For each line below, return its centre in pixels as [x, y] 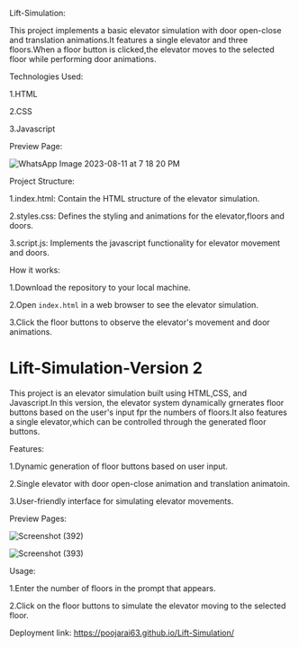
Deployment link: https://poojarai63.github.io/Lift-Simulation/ [122, 633]
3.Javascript [32, 129]
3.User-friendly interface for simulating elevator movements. [122, 501]
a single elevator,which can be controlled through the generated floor [138, 421]
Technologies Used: [46, 76]
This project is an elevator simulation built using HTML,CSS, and [128, 393]
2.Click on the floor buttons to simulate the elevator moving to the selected [148, 606]
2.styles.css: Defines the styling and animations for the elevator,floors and [147, 216]
